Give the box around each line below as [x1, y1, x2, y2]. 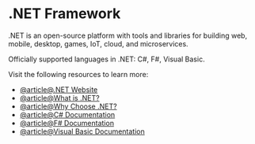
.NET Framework [8, 5, 121, 23]
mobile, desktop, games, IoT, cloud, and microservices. [8, 39, 188, 48]
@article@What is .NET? [19, 93, 101, 102]
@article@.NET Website [19, 84, 98, 94]
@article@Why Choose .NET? [19, 102, 117, 111]
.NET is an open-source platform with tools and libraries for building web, [8, 31, 248, 40]
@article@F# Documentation [19, 118, 115, 127]
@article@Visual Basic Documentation [19, 127, 145, 136]
